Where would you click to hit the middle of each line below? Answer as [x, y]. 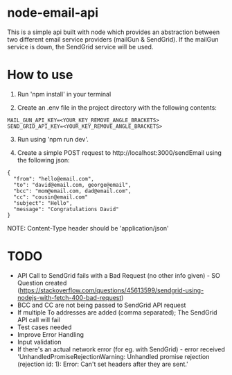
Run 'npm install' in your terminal [64, 94]
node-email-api [53, 13]
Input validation [39, 342]
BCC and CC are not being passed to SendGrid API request [101, 305]
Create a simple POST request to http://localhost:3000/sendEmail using [119, 152]
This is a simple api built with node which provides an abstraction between [114, 32]
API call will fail [38, 319]
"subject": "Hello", [43, 203]
